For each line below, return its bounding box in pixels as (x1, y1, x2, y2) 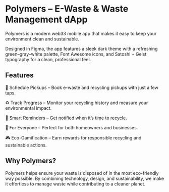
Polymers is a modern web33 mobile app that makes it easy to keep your (5, 30, 157, 36)
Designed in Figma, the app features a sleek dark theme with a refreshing (5, 45, 158, 52)
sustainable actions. (5, 142, 47, 148)
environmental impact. (5, 105, 52, 111)
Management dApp (5, 14, 88, 25)
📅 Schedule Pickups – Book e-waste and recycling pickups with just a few (5, 84, 159, 90)
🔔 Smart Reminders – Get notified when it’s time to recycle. (5, 115, 127, 121)
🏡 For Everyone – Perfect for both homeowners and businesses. (5, 124, 138, 130)
